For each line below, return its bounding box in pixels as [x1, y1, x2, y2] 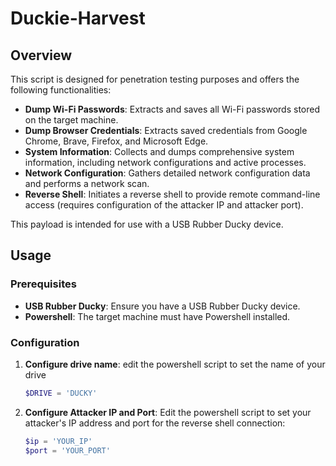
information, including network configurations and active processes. [24, 157, 307, 168]
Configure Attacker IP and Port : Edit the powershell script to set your [24, 406, 312, 418]
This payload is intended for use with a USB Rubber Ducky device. [10, 218, 284, 230]
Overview [10, 47, 73, 64]
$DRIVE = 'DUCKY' [24, 388, 98, 398]
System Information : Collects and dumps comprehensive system [24, 146, 295, 157]
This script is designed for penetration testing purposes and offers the [10, 73, 300, 85]
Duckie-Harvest [10, 7, 146, 30]
